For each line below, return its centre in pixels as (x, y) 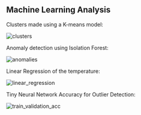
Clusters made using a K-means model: (55, 24)
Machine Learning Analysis (58, 10)
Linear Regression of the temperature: (53, 71)
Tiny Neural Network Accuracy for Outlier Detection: (71, 94)
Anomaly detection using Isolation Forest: (58, 48)
